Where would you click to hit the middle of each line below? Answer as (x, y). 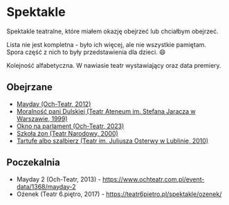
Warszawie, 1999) (42, 118)
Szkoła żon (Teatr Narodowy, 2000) (67, 133)
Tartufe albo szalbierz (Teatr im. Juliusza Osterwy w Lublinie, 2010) (112, 141)
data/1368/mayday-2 (46, 186)
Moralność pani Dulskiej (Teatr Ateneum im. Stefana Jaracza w (106, 111)
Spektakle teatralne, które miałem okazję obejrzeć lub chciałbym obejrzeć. (112, 31)
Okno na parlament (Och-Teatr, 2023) (70, 126)
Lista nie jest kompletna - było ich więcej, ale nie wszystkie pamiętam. (107, 44)
